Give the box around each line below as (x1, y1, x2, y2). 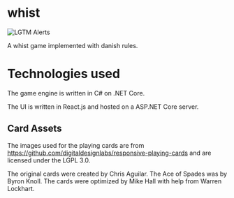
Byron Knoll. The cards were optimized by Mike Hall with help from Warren (7, 176, 222, 185)
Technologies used (7, 66, 121, 82)
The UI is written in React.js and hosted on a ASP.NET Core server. (7, 102, 199, 111)
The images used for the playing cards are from (7, 141, 145, 149)
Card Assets (7, 123, 62, 135)
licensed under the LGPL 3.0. (7, 155, 91, 165)
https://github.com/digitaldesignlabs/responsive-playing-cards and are (7, 148, 212, 157)
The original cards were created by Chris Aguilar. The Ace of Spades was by (7, 169, 228, 178)
